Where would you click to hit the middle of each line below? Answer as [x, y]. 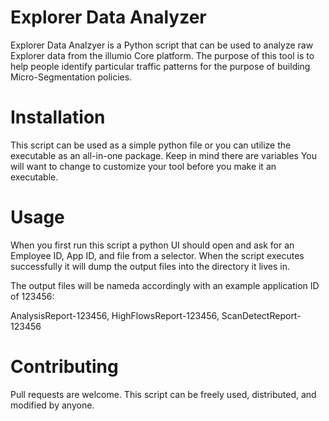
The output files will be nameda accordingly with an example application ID [165, 285]
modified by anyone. [52, 405]
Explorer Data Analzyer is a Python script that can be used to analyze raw [162, 45]
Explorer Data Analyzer [108, 17]
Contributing [64, 367]
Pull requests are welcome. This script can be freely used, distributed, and [163, 394]
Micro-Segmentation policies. [71, 77]
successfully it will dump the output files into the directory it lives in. [150, 266]
